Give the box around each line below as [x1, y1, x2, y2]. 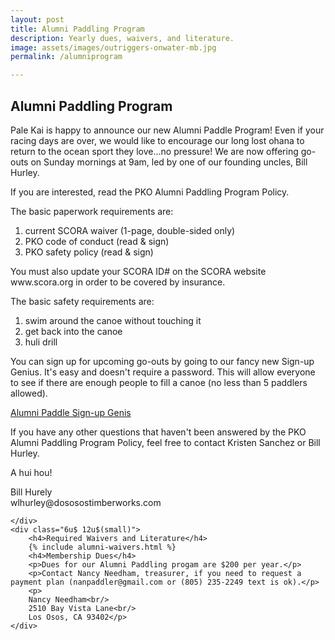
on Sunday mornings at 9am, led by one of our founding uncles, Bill [30, 156, 308, 168]
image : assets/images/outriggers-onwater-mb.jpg [10, 42, 217, 53]
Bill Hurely [10, 486, 53, 498]
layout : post [10, 14, 65, 25]
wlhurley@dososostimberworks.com [10, 496, 162, 508]
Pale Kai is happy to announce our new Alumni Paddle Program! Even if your [10, 124, 325, 136]
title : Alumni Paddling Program [10, 24, 145, 34]
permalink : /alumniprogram [10, 52, 123, 62]
